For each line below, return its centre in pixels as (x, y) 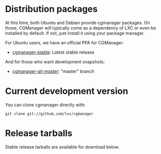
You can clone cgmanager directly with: (45, 105)
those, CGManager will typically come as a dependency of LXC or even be (80, 28)
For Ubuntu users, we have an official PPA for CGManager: (64, 42)
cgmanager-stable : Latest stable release (53, 52)
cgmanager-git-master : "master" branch (53, 71)
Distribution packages (51, 9)
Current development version (67, 91)
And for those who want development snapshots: (55, 62)
